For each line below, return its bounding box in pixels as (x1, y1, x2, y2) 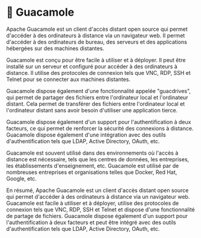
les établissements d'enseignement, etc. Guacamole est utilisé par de (6, 162, 179, 169)
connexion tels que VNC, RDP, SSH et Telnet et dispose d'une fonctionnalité (6, 205, 195, 213)
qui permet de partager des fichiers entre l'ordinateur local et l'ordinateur (6, 94, 188, 101)
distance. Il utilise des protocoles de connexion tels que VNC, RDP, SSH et (6, 69, 191, 76)
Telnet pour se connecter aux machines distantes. (6, 76, 131, 83)
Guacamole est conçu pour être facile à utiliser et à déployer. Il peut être (6, 56, 186, 63)
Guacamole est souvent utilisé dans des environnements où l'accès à (6, 149, 179, 156)
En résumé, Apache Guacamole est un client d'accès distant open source (6, 187, 189, 194)
